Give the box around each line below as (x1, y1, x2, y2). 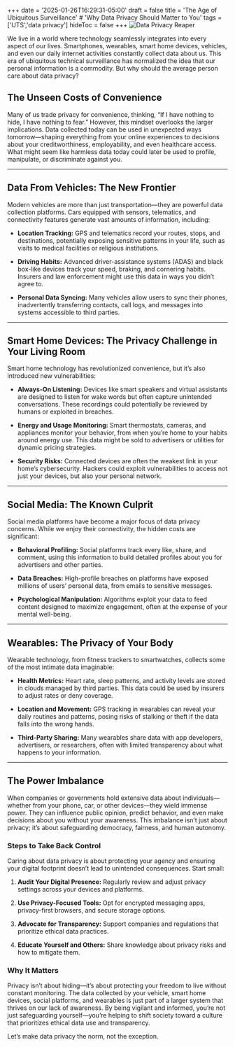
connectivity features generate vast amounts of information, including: (7, 215, 211, 223)
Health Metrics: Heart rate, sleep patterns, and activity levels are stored (17, 677, 226, 685)
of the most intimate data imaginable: (7, 663, 115, 671)
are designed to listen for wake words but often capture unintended (17, 393, 212, 401)
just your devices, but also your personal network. (17, 472, 162, 480)
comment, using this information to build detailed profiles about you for (17, 553, 222, 562)
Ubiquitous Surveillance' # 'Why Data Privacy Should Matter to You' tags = (7, 13, 222, 22)
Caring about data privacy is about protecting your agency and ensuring (7, 857, 215, 865)
